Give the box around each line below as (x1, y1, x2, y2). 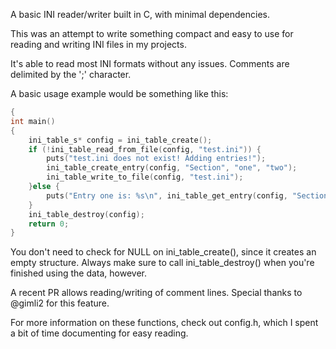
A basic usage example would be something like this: (10, 88, 229, 99)
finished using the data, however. (10, 267, 147, 279)
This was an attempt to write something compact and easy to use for (10, 28, 294, 39)
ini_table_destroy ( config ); (28, 209, 145, 219)
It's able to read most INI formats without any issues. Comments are (10, 58, 290, 69)
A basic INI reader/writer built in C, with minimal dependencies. (10, 9, 271, 20)
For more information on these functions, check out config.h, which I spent (10, 317, 319, 329)
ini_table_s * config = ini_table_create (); (28, 135, 213, 145)
